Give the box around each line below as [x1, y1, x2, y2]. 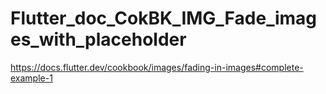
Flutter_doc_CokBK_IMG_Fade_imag [10, 7, 318, 30]
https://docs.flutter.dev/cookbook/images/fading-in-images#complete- [10, 61, 304, 73]
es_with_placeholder [10, 28, 187, 51]
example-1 [10, 72, 53, 84]
